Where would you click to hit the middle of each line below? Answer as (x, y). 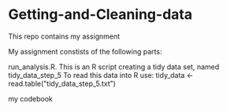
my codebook (31, 98)
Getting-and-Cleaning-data (100, 15)
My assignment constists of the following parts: (85, 51)
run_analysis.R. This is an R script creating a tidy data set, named (114, 67)
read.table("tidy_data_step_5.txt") (62, 83)
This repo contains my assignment (64, 36)
